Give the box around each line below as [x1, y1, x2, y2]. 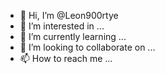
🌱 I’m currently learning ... [19, 31, 127, 42]
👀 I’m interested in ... [19, 20, 105, 32]
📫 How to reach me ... [19, 53, 113, 64]
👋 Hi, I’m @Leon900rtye [19, 10, 119, 21]
